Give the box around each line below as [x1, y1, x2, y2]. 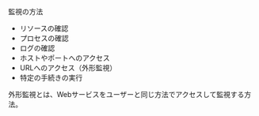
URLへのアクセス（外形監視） [19, 63, 117, 73]
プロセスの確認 [19, 34, 69, 43]
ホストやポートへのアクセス [19, 54, 111, 62]
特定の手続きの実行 [19, 73, 83, 82]
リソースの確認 [19, 24, 69, 33]
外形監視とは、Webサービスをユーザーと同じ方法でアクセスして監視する [8, 90, 245, 99]
